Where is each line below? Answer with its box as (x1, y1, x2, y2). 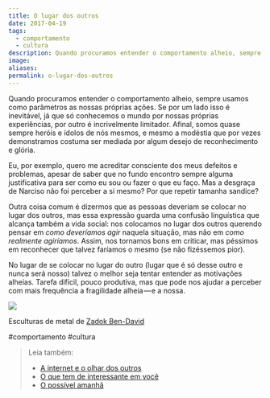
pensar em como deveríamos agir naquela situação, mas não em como (8, 227, 244, 237)
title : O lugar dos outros (8, 11, 99, 20)
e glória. (8, 145, 36, 154)
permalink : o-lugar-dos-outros (8, 72, 114, 80)
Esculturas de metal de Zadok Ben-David (8, 316, 145, 326)
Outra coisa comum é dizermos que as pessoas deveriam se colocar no (8, 202, 247, 211)
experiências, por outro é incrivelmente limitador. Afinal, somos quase (8, 119, 240, 129)
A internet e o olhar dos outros (39, 363, 142, 372)
